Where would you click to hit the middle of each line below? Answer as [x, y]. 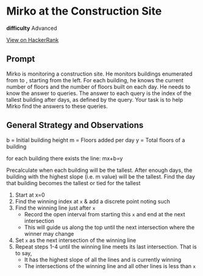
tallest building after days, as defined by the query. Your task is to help [95, 99]
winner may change [49, 233]
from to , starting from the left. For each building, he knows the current [95, 80]
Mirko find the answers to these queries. [57, 106]
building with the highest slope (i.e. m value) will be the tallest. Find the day [101, 176]
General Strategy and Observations [75, 125]
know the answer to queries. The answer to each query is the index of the [99, 93]
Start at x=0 [30, 195]
